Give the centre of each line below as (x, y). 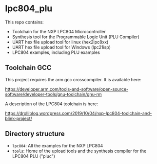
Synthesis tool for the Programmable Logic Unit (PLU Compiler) (76, 37)
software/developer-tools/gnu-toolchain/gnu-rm (54, 94)
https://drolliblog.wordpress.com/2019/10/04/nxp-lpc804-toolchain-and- (78, 113)
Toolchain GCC (29, 68)
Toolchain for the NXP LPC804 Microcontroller (59, 31)
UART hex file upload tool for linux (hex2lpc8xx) (60, 42)
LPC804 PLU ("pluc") (33, 156)
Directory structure (35, 134)
